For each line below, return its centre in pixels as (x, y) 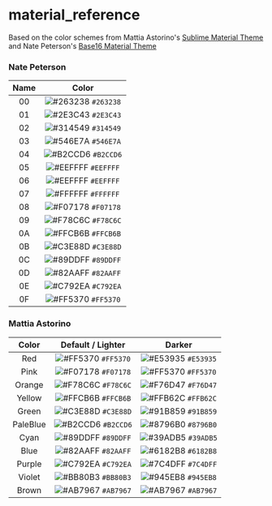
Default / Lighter (93, 345)
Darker (179, 345)
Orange (29, 384)
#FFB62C (202, 398)
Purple (29, 464)
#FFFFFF (105, 195)
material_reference (74, 15)
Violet (29, 477)
